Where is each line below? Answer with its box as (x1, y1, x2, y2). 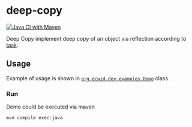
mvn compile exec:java (6, 115, 63, 121)
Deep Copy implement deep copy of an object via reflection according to (6, 35, 187, 42)
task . (6, 41, 19, 49)
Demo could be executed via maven (6, 103, 95, 111)
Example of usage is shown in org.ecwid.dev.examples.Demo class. (6, 74, 170, 81)
